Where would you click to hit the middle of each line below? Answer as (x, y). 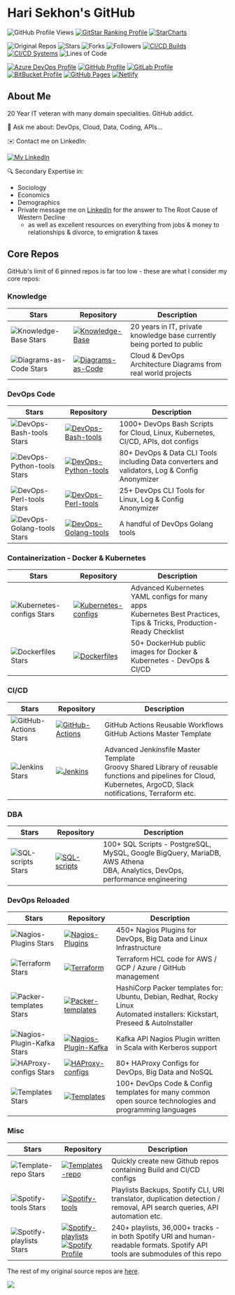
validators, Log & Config (159, 470)
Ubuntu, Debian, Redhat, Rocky (167, 997)
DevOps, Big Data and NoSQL (164, 1072)
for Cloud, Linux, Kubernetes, (167, 433)
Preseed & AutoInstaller (155, 1023)
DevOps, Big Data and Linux (162, 939)
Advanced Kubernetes (168, 588)
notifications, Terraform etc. (150, 793)
